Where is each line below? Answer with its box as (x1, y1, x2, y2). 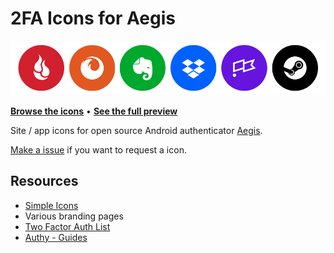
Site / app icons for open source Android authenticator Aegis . (10, 124, 263, 136)
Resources (10, 173, 79, 190)
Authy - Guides (24, 231, 88, 243)
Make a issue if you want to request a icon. (10, 143, 187, 156)
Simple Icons (24, 199, 79, 211)
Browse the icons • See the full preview (10, 105, 178, 117)
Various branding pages (24, 210, 124, 222)
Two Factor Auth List (24, 220, 111, 232)
